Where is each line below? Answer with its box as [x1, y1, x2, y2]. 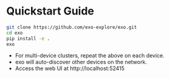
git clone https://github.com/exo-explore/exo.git [6, 24, 137, 30]
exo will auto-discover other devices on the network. [15, 59, 148, 66]
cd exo [6, 30, 23, 36]
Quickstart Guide [6, 4, 95, 18]
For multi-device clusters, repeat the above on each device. [15, 52, 165, 59]
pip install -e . [6, 35, 50, 42]
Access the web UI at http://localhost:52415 [15, 65, 125, 72]
